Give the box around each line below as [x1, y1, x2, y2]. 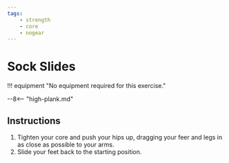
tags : [7, 10, 23, 17]
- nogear [19, 29, 45, 36]
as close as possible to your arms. [17, 140, 114, 149]
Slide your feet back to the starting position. [17, 148, 142, 155]
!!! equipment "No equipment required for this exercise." [7, 82, 166, 90]
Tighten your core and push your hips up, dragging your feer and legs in [17, 133, 223, 141]
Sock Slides [7, 59, 76, 74]
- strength [19, 17, 51, 23]
